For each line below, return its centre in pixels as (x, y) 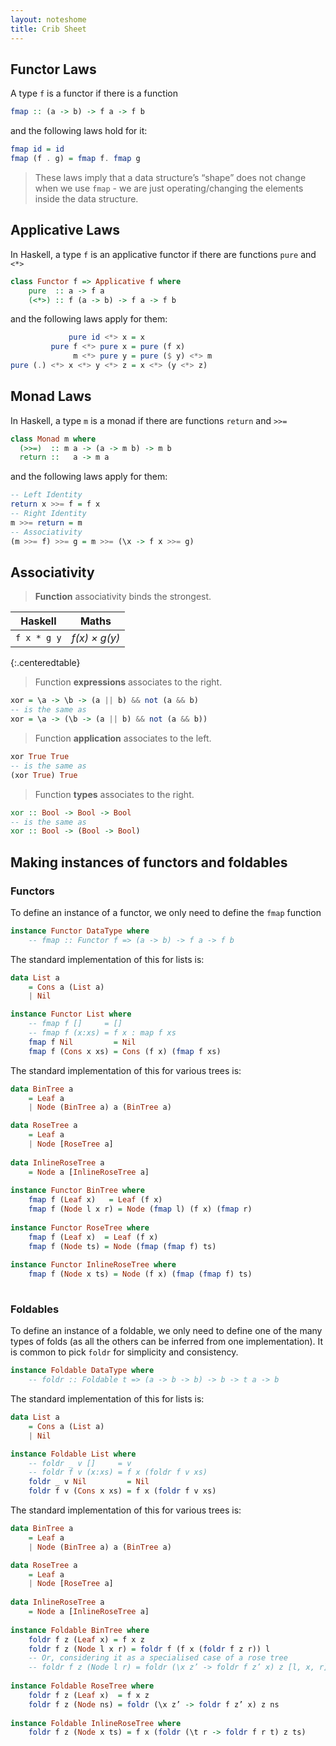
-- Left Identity (46, 495)
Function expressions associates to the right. (128, 682)
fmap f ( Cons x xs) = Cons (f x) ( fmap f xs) (125, 1051)
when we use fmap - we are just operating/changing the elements (169, 188)
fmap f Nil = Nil (82, 1042)
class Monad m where (53, 439)
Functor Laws (53, 69)
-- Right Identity (48, 514)
